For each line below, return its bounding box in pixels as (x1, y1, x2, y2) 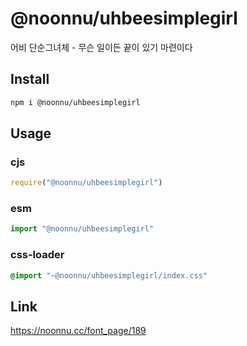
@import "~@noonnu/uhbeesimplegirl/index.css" (10, 270, 208, 281)
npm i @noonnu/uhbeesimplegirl (10, 97, 141, 107)
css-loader (10, 248, 65, 262)
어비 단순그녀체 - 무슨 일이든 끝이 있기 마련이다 (10, 41, 193, 53)
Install (10, 71, 50, 88)
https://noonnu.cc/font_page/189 (10, 325, 147, 337)
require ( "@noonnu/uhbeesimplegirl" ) (10, 178, 163, 188)
